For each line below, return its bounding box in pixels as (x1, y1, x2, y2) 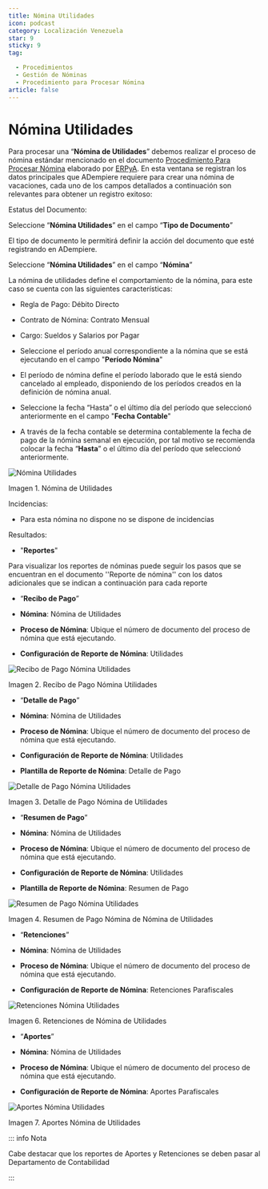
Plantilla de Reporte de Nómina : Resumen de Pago (19, 884, 190, 893)
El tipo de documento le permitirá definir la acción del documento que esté (8, 236, 254, 245)
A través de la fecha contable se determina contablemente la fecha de (19, 427, 252, 437)
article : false (8, 86, 59, 94)
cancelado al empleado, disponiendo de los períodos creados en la (19, 378, 242, 389)
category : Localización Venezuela (8, 26, 124, 34)
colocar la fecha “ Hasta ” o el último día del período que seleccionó (19, 444, 242, 454)
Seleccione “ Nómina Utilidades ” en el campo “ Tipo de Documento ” (8, 220, 234, 230)
